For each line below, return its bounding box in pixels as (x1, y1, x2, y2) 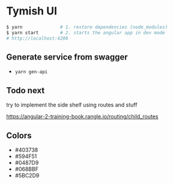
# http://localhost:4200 (6, 35, 68, 41)
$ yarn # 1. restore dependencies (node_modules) (6, 24, 168, 30)
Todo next (6, 85, 45, 96)
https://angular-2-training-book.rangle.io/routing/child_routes (6, 113, 159, 120)
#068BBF (14, 165, 39, 173)
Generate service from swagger (6, 52, 128, 62)
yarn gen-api (14, 69, 48, 75)
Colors (6, 130, 32, 141)
